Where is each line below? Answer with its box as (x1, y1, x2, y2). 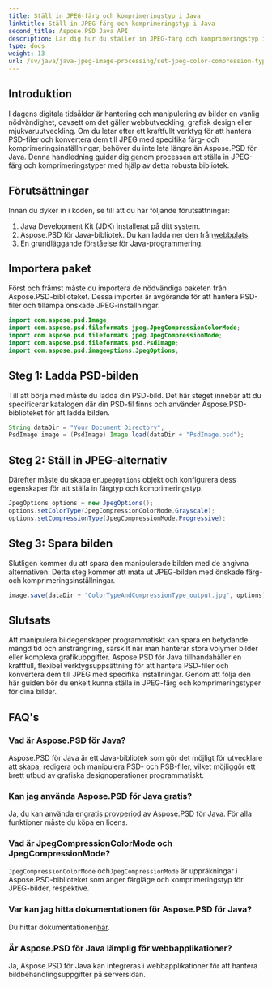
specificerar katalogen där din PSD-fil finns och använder (8, 399, 201, 409)
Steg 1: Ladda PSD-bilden (8, 369, 139, 383)
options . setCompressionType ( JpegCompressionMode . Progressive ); (8, 514, 227, 522)
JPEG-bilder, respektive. (8, 883, 90, 893)
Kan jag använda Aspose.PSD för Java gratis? (8, 790, 193, 801)
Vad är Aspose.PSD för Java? (8, 735, 126, 746)
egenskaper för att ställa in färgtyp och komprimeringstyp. (8, 483, 203, 493)
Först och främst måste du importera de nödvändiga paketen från (8, 283, 227, 293)
